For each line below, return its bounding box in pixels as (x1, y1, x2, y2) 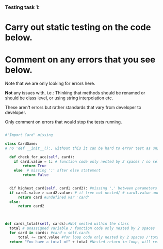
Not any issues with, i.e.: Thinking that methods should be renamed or (5, 90, 146, 96)
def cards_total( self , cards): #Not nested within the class (5, 221, 130, 226)
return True (22, 164, 47, 169)
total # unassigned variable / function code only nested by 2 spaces (9, 226, 155, 231)
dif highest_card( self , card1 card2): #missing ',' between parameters (9, 186, 158, 190)
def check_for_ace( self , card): (9, 155, 75, 159)
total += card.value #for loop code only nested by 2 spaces (17, 234, 145, 240)
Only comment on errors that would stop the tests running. (5, 119, 122, 125)
